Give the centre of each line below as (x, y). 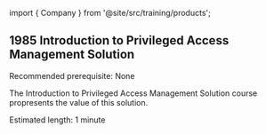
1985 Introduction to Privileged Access (119, 40)
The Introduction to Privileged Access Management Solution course (133, 93)
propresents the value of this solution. (79, 102)
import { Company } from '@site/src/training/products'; (110, 13)
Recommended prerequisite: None (72, 75)
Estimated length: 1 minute (57, 120)
